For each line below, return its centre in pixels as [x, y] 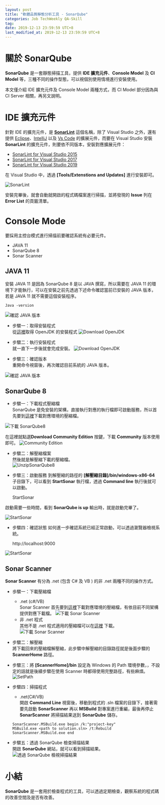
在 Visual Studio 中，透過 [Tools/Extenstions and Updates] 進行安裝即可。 [81, 175]
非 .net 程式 [31, 620]
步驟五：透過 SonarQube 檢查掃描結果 [51, 743]
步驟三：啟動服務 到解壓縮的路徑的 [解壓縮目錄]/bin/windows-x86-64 [83, 475]
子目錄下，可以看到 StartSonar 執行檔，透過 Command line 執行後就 [82, 482]
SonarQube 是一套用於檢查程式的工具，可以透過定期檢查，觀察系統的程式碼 [82, 791]
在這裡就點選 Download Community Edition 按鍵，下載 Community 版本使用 [82, 437]
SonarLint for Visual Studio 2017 [45, 159]
